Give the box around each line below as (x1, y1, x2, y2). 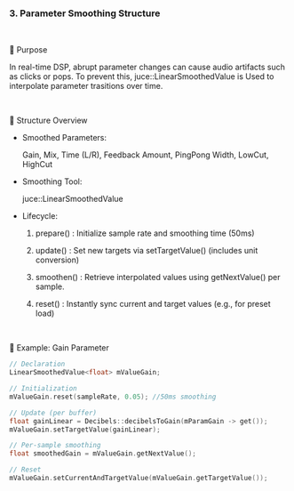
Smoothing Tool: (21, 176, 83, 187)
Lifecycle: (21, 211, 58, 221)
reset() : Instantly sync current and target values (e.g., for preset (35, 299, 271, 310)
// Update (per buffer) (9, 408, 98, 417)
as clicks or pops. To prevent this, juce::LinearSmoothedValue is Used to (9, 71, 274, 82)
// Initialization (9, 384, 77, 393)
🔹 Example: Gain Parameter (9, 342, 109, 353)
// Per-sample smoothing (9, 441, 101, 450)
